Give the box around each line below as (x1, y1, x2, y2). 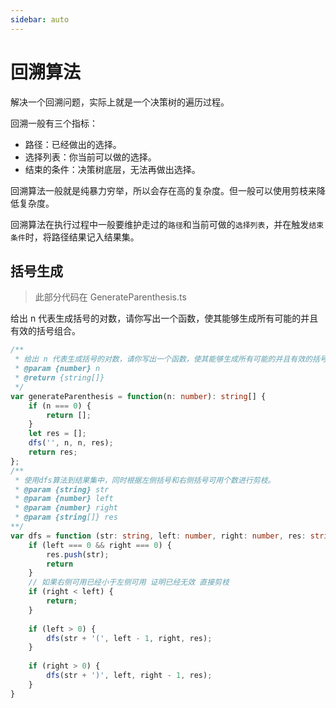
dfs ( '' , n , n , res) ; (28, 438, 114, 448)
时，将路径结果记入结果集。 (24, 231, 140, 243)
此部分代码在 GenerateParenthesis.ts (34, 291, 187, 303)
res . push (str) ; (46, 549, 110, 560)
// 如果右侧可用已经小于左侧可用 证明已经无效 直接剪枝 (28, 577, 230, 588)
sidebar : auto (10, 14, 70, 25)
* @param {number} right (14, 503, 118, 513)
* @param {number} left (14, 494, 114, 504)
